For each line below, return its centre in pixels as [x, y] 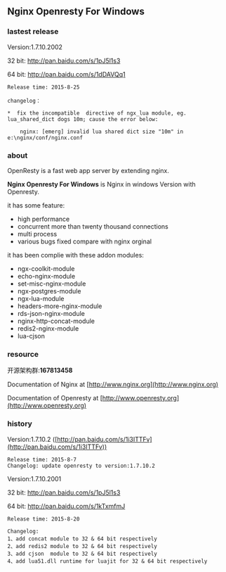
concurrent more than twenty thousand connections [93, 226]
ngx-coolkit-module [46, 268]
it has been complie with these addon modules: [75, 255]
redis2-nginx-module [48, 328]
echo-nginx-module [46, 276]
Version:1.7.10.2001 [34, 478]
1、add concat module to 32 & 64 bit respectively [82, 539]
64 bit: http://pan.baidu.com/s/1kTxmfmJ [66, 506]
